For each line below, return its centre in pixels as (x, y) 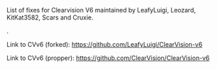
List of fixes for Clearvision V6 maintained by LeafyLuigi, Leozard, (101, 10)
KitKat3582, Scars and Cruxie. (50, 17)
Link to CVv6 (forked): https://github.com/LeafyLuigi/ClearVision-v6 (105, 44)
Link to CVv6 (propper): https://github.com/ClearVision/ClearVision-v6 (108, 58)
